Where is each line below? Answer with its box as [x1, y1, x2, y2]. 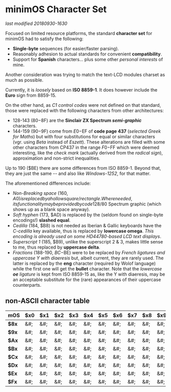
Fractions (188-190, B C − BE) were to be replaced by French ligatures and [12, 249, 165, 255]
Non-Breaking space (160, [12, 190, 68, 196]
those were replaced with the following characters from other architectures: [5, 107, 164, 113]
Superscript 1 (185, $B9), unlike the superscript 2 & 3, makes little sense [12, 238, 163, 245]
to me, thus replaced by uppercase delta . [12, 244, 100, 250]
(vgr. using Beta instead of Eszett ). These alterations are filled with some [12, 139, 165, 145]
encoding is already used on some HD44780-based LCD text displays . [12, 233, 161, 239]
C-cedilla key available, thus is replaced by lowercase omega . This [12, 228, 154, 234]
